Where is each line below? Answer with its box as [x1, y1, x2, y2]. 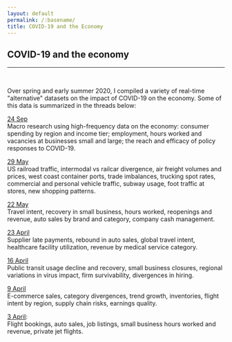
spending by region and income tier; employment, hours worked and [7, 129, 202, 138]
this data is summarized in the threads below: [7, 102, 137, 110]
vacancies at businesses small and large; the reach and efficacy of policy [7, 137, 216, 145]
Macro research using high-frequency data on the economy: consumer [7, 122, 209, 131]
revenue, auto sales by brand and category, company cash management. [7, 215, 215, 223]
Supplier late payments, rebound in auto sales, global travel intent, [7, 236, 195, 244]
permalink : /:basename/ [7, 17, 76, 23]
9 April [7, 285, 26, 293]
